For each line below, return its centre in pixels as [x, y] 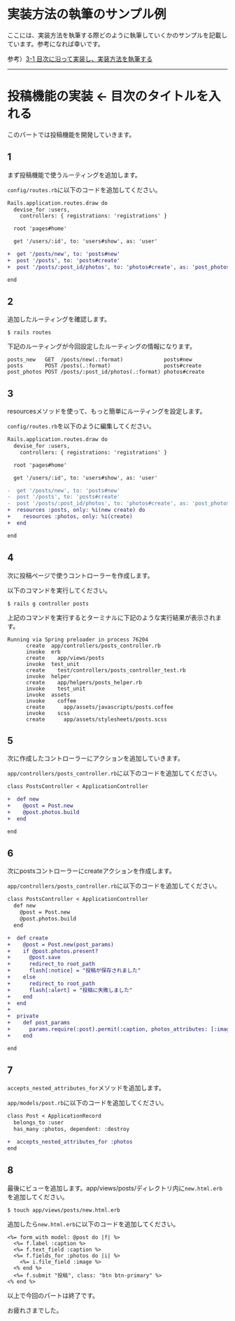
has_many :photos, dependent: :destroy [72, 1130]
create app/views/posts [65, 658]
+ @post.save [34, 958]
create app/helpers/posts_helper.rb [84, 682]
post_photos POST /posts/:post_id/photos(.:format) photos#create [106, 372]
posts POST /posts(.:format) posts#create [104, 366]
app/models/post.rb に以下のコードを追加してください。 [87, 1103]
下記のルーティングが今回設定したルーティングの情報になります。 [101, 346]
